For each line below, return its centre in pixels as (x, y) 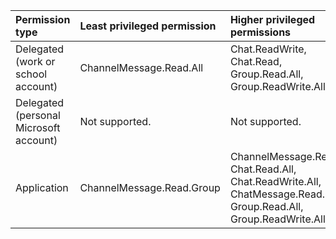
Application (42, 187)
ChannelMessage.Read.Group (150, 187)
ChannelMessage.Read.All (141, 67)
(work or (35, 61)
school (31, 74)
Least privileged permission (148, 26)
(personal (38, 115)
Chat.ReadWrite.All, (275, 181)
